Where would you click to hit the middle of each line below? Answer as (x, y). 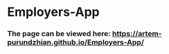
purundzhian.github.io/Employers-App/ (75, 42)
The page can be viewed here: (59, 34)
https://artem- (137, 34)
